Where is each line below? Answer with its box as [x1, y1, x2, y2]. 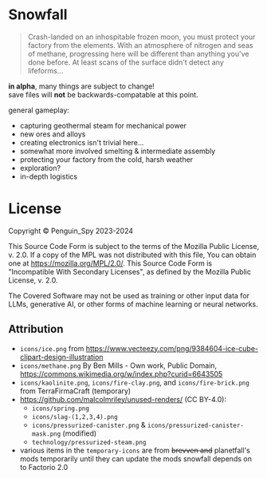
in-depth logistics [19, 172, 78, 181]
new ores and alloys [19, 129, 86, 139]
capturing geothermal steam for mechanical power [19, 120, 187, 130]
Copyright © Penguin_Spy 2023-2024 [8, 226, 134, 235]
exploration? [19, 163, 61, 172]
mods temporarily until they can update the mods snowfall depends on [19, 453, 253, 464]
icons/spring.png [31, 405, 90, 413]
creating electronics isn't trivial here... [19, 137, 144, 147]
